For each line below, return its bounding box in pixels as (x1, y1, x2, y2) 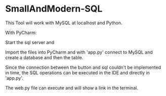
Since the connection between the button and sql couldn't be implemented (5, 64, 161, 70)
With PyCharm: (5, 29, 37, 35)
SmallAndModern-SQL (5, 3, 103, 15)
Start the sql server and (5, 39, 55, 45)
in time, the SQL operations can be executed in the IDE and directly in (5, 69, 150, 76)
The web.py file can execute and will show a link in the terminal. (5, 84, 138, 91)
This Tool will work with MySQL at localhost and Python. (5, 20, 122, 26)
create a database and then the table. (5, 54, 84, 61)
